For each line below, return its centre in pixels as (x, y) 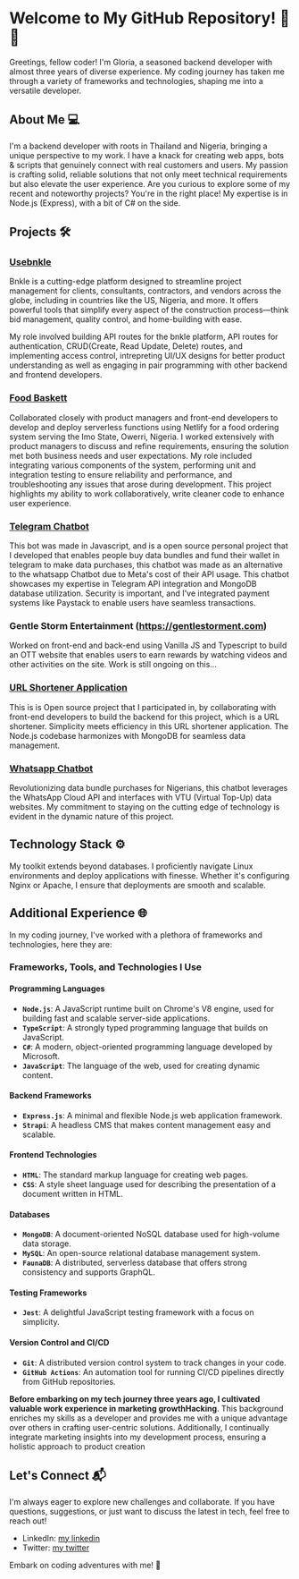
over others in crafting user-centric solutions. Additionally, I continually (139, 1427)
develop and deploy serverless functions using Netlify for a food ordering (144, 427)
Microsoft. (41, 1056)
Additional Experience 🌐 (78, 913)
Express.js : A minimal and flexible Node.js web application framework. (152, 1115)
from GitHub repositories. (69, 1381)
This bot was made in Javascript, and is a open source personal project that (149, 546)
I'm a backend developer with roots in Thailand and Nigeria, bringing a (138, 146)
